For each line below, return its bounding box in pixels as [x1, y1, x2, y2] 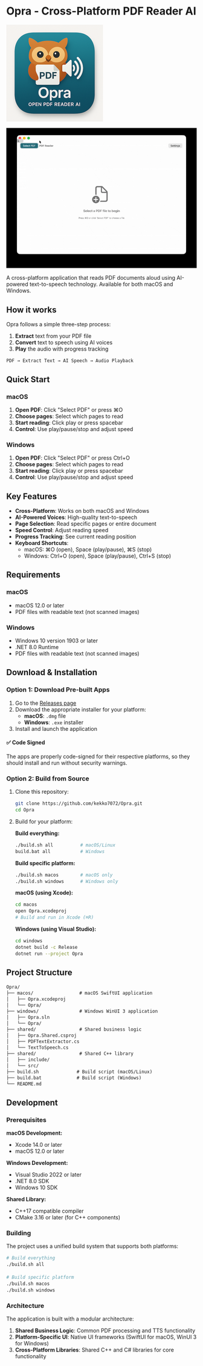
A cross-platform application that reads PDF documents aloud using [6, 274, 176, 282]
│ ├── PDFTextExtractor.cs [6, 1038, 80, 1045]
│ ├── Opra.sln [6, 1014, 50, 1021]
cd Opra [14, 807, 34, 813]
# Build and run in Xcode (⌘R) [14, 914, 94, 921]
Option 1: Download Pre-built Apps [6, 685, 110, 694]
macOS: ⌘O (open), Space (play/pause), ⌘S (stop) [24, 546, 152, 553]
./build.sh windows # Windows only [14, 878, 118, 885]
